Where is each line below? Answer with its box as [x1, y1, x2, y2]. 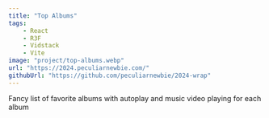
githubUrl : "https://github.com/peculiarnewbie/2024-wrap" [8, 71, 212, 79]
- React [23, 26, 48, 35]
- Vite [23, 49, 45, 57]
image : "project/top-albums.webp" [8, 57, 125, 65]
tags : [8, 19, 27, 27]
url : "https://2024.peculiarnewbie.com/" [8, 64, 150, 72]
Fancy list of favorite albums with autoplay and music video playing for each [8, 93, 262, 103]
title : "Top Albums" [8, 11, 78, 20]
